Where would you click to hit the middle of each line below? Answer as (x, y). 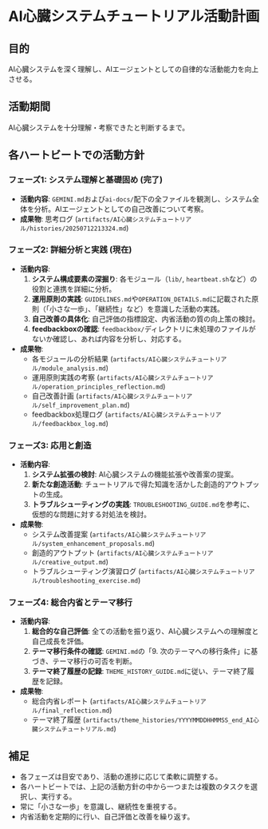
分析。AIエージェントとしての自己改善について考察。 (121, 209)
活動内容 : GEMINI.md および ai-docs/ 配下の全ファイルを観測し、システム (136, 199)
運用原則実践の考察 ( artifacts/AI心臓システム (104, 377)
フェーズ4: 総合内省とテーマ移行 (71, 603)
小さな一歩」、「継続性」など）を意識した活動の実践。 (137, 309)
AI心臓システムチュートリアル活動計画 (134, 16)
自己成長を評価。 (60, 641)
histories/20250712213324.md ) (79, 228)
